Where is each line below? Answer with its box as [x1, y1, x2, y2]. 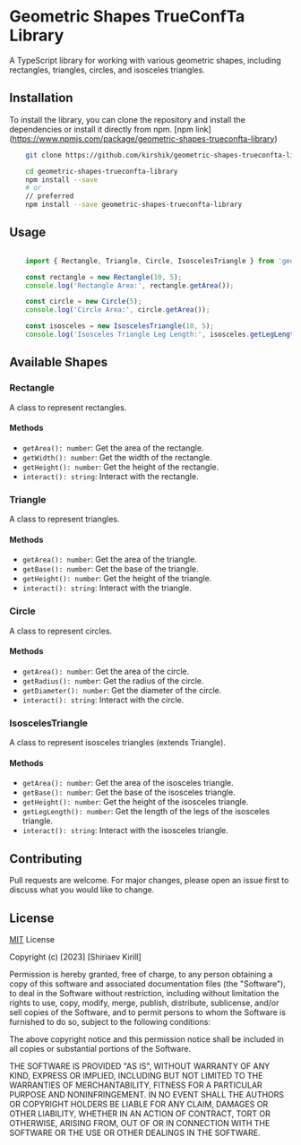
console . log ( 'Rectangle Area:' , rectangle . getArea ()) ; [25, 280, 235, 290]
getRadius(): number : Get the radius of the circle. [21, 675, 204, 686]
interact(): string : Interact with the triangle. [21, 582, 193, 593]
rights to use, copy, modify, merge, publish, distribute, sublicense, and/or [9, 997, 279, 1008]
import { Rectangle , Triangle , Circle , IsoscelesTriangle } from [25, 256, 275, 265]
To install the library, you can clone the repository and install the [9, 114, 246, 125]
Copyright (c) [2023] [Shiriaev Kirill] [9, 951, 142, 962]
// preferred [25, 192, 74, 201]
